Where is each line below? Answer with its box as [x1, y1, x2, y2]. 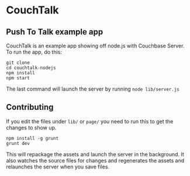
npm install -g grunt [6, 135, 59, 141]
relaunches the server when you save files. [6, 163, 110, 170]
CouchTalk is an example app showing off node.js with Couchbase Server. [6, 42, 185, 49]
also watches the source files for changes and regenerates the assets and [6, 157, 185, 164]
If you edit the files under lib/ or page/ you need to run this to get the [6, 118, 174, 125]
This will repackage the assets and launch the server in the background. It [6, 150, 184, 158]
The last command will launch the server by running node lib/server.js [6, 85, 179, 92]
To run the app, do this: [6, 49, 63, 56]
